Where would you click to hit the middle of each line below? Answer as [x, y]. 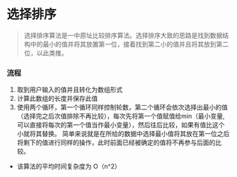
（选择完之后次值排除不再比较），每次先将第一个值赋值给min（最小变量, [121, 116]
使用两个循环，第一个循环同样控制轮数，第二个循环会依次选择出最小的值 [122, 107]
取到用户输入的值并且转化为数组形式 [70, 90]
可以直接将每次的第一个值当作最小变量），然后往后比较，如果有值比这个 [121, 125]
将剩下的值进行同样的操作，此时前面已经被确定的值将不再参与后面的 [116, 142]
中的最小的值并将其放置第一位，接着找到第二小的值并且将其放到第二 [129, 44]
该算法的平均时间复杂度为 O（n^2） [69, 166]
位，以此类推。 [46, 53]
